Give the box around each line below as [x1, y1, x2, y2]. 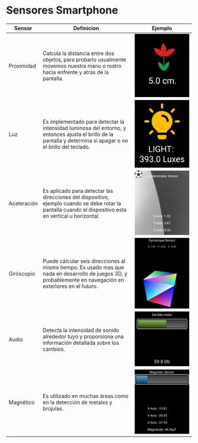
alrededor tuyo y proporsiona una [42, 332, 124, 340]
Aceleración [8, 199, 38, 207]
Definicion [73, 25, 99, 32]
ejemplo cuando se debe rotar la [42, 199, 121, 207]
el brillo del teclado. [42, 143, 90, 151]
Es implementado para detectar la [42, 118, 125, 125]
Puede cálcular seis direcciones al [42, 258, 126, 265]
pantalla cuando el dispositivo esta [42, 206, 127, 213]
